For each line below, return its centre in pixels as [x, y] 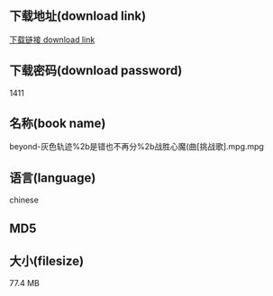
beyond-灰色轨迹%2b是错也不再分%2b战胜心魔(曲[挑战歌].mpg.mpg [136, 147]
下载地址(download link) [78, 16]
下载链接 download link [52, 40]
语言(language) [53, 178]
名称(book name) [58, 124]
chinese [24, 200]
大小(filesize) [46, 261]
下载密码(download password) [96, 71]
